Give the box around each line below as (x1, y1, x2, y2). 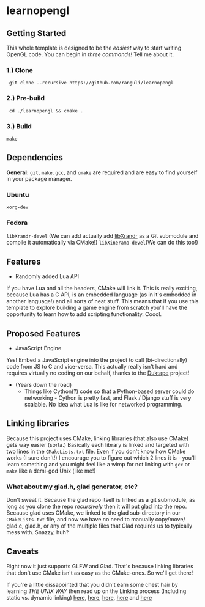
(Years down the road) (15, 381, 72, 388)
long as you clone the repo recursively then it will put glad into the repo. (6, 502, 187, 510)
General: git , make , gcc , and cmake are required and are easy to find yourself (6, 169, 198, 176)
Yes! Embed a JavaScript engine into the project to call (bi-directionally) (6, 356, 188, 364)
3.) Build (6, 122, 32, 130)
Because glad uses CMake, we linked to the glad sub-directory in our (6, 509, 181, 517)
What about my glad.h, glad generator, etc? (6, 482, 138, 491)
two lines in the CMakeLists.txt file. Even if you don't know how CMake (6, 447, 186, 455)
